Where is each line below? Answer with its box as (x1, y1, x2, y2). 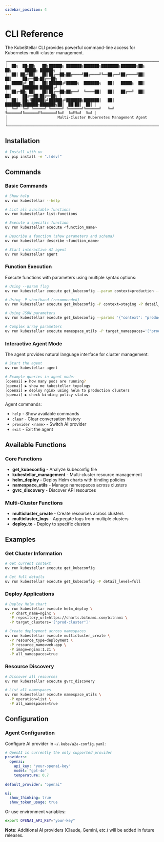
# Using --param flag (5, 284, 49, 289)
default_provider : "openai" (5, 782, 62, 787)
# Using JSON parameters (5, 311, 56, 316)
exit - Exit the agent (12, 427, 54, 433)
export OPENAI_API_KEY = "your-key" (5, 818, 76, 823)
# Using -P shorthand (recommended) (5, 297, 80, 302)
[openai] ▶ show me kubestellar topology (5, 383, 91, 388)
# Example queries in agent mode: (5, 374, 76, 379)
